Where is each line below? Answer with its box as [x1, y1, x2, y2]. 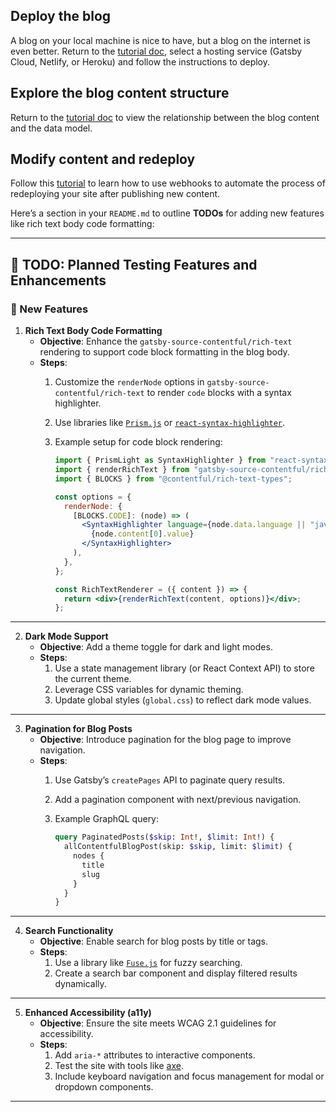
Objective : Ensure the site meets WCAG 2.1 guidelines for [39, 1017, 277, 1029]
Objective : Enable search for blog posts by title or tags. [39, 935, 269, 948]
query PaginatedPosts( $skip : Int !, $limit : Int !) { [54, 832, 275, 843]
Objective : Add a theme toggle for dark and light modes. [39, 641, 273, 653]
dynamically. [54, 978, 107, 990]
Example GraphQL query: [54, 813, 160, 825]
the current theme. [54, 673, 132, 685]
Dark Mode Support [24, 630, 109, 643]
